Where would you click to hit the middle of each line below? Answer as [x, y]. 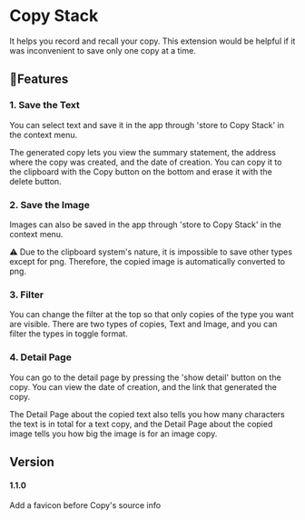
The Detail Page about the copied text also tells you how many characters [147, 414]
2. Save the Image [50, 205]
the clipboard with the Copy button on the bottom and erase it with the [141, 171]
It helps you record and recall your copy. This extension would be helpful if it [152, 41]
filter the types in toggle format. [69, 334]
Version [32, 461]
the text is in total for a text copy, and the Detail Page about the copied [141, 424]
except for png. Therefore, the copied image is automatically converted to [148, 261]
